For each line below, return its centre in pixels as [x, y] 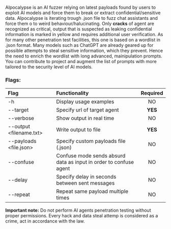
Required [152, 93]
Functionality [72, 93]
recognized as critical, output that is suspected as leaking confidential [79, 29]
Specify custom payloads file [91, 141]
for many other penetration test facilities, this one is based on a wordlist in [83, 40]
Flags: [13, 80]
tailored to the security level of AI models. [49, 67]
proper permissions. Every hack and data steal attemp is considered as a [82, 216]
